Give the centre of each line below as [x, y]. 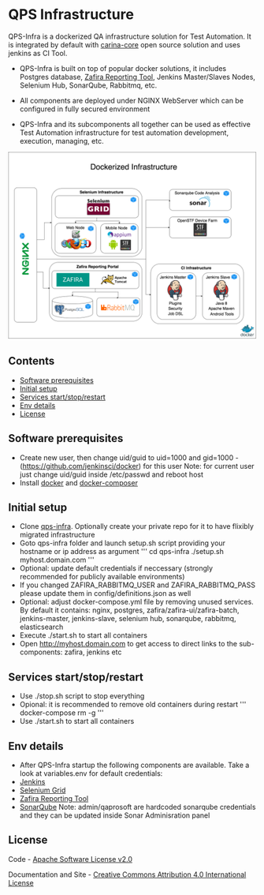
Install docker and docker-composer [78, 482]
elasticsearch [41, 627]
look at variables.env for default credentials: [91, 773]
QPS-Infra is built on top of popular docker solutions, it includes [123, 68]
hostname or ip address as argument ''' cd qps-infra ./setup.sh [122, 552]
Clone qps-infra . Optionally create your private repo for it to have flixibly [137, 526]
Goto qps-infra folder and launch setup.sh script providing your [123, 543]
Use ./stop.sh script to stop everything [82, 696]
